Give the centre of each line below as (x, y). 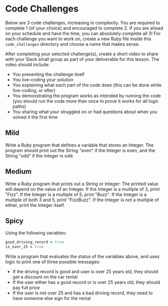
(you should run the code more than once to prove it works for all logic (86, 101)
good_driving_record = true (35, 242)
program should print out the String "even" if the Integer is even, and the (80, 150)
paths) (19, 106)
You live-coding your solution (43, 80)
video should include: (27, 64)
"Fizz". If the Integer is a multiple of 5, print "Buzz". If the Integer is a (76, 194)
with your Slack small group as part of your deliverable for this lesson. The (82, 59)
